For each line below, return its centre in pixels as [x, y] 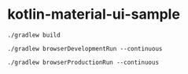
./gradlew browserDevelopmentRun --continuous [85, 48]
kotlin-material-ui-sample [94, 14]
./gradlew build [34, 35]
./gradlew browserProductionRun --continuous [83, 62]
